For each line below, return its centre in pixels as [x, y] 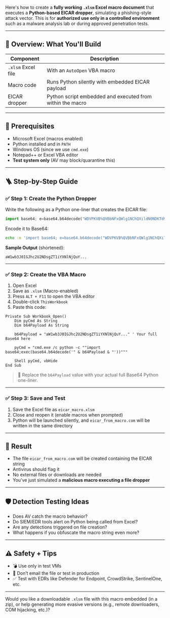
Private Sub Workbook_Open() [36, 317]
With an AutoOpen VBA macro [81, 70]
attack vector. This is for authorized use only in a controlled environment [82, 18]
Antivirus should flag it [36, 469]
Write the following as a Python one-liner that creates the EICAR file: [76, 210]
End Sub [13, 366]
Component [25, 58]
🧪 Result [18, 446]
